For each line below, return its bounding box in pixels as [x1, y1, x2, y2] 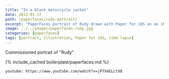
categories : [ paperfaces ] [5, 31, 59, 36]
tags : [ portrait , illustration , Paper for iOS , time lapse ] [5, 36, 134, 41]
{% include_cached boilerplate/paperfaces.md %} [5, 59, 109, 65]
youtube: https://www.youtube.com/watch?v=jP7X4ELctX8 [5, 68, 123, 73]
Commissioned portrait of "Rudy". [5, 49, 75, 55]
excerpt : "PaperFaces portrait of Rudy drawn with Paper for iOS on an [5, 21, 158, 27]
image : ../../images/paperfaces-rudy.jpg [5, 26, 94, 31]
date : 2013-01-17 [5, 12, 42, 17]
